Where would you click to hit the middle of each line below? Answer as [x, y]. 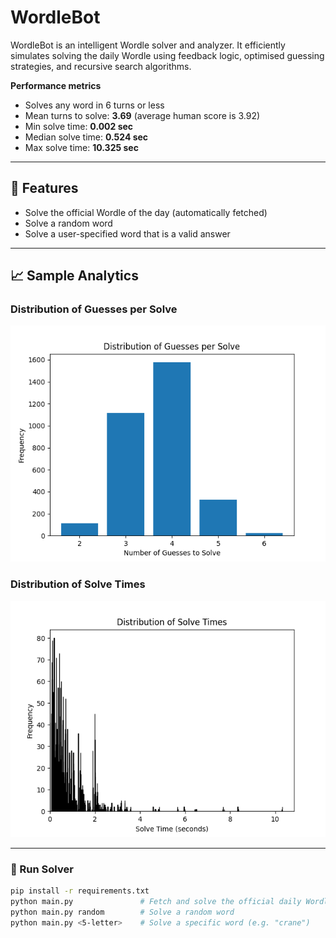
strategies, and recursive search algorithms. [101, 66]
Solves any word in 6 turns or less [94, 105]
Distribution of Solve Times [78, 584]
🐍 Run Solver [42, 869]
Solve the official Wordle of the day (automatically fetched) [146, 212]
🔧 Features [44, 188]
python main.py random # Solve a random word [122, 912]
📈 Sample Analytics [74, 276]
